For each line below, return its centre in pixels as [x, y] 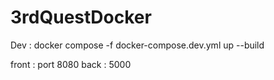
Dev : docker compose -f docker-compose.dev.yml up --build [137, 45]
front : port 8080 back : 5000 [71, 64]
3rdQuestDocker [81, 17]
